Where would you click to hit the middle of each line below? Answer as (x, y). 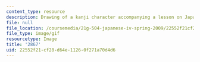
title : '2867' (24, 45)
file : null (20, 22)
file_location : (25, 28)
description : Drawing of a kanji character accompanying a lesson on (94, 17)
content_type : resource (36, 12)
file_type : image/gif (33, 34)
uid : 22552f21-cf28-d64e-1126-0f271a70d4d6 (61, 50)
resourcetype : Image (32, 39)
